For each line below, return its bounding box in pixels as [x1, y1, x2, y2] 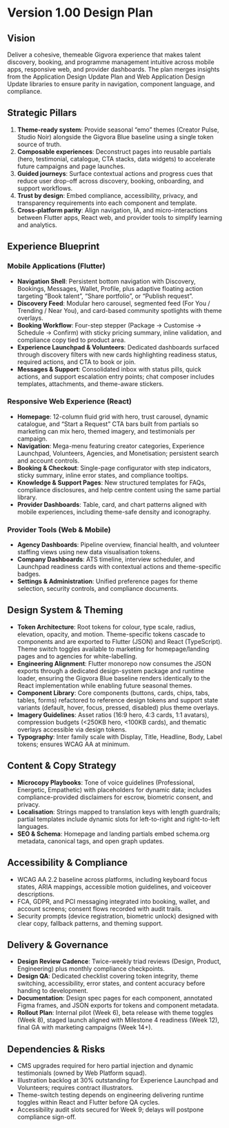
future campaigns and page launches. [17, 162, 126, 170]
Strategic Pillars [7, 107, 77, 119]
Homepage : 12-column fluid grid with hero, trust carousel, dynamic [17, 412, 209, 421]
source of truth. [17, 140, 62, 148]
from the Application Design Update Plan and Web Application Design [7, 72, 206, 81]
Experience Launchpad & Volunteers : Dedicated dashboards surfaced [17, 343, 219, 351]
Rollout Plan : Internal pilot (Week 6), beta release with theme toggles [17, 1009, 214, 1017]
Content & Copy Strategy [7, 760, 117, 772]
